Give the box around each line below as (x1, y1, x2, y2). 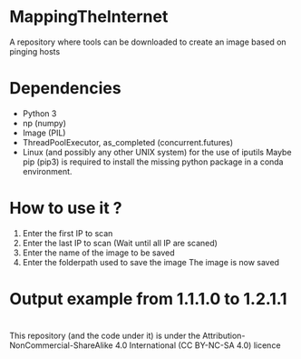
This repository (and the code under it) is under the (9, 330, 201, 342)
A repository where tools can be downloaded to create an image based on (9, 36, 287, 47)
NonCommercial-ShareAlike (9, 340, 113, 351)
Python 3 (22, 107, 57, 119)
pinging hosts (9, 45, 61, 56)
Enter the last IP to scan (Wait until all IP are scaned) (22, 237, 218, 248)
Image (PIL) (22, 127, 66, 138)
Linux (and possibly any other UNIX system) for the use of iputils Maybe (22, 146, 292, 157)
